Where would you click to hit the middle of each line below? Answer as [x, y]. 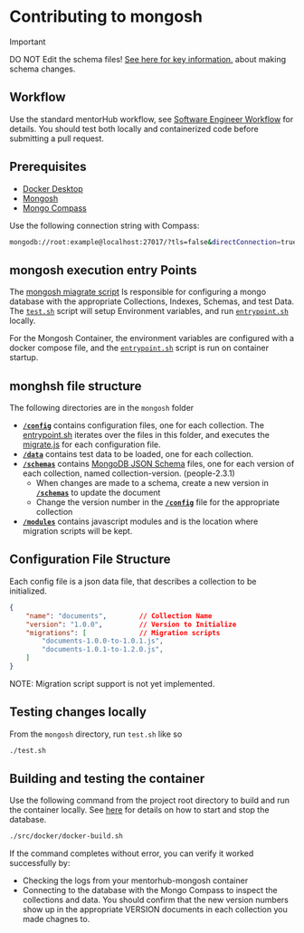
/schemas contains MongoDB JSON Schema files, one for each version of [158, 464]
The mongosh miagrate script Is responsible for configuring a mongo [138, 292]
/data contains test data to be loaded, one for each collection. [138, 454]
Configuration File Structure [90, 560]
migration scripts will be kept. [77, 531]
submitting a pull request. [57, 138]
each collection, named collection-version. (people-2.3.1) [128, 473]
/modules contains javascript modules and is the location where [140, 521]
